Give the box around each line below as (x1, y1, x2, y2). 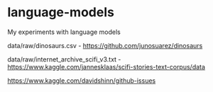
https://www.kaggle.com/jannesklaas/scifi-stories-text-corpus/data (7, 62, 206, 71)
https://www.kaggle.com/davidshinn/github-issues (7, 76, 156, 85)
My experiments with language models (7, 28, 121, 36)
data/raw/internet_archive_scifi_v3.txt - (7, 54, 121, 64)
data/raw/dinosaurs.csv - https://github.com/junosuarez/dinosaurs (7, 41, 203, 50)
